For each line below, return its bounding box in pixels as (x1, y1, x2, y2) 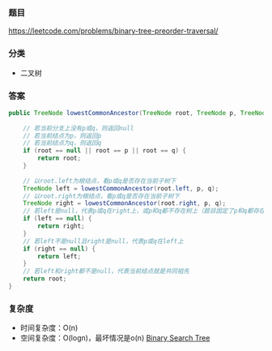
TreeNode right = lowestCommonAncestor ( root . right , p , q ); (23, 199, 227, 208)
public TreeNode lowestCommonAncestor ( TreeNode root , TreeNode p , (8, 109, 237, 117)
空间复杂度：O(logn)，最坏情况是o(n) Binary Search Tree (19, 333, 210, 343)
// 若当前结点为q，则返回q (23, 139, 102, 148)
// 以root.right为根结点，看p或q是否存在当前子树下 (23, 192, 181, 200)
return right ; (37, 222, 85, 230)
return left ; (37, 252, 82, 260)
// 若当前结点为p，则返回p (23, 131, 102, 139)
